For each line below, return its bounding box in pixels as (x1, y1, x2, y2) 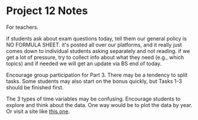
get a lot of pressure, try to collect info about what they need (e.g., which (6, 54, 184, 61)
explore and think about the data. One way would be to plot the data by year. (6, 101, 193, 108)
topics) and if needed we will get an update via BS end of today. (6, 60, 162, 67)
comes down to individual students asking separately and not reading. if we (6, 47, 190, 54)
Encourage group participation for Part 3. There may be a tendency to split (6, 71, 188, 78)
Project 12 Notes (6, 4, 88, 18)
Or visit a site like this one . (6, 108, 70, 115)
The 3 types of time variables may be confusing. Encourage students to (6, 95, 181, 102)
